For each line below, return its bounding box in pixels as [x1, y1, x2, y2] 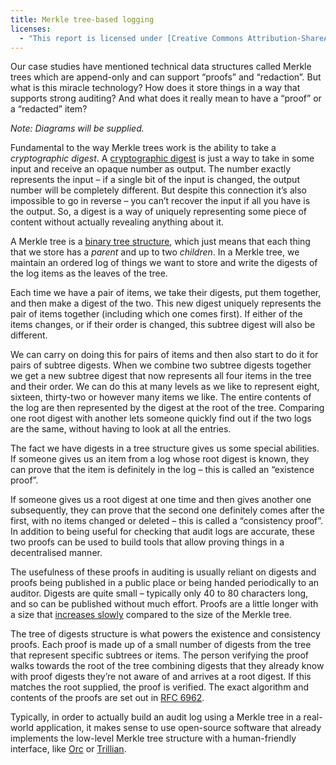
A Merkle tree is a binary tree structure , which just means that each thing [10, 236, 311, 248]
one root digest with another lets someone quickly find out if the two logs [10, 412, 312, 425]
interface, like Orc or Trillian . [10, 743, 127, 755]
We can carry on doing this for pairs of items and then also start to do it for [10, 349, 319, 361]
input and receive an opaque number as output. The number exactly [10, 163, 292, 175]
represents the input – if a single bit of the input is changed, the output [10, 174, 300, 186]
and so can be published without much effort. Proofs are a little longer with [10, 598, 319, 610]
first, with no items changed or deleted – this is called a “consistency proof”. [10, 515, 324, 527]
